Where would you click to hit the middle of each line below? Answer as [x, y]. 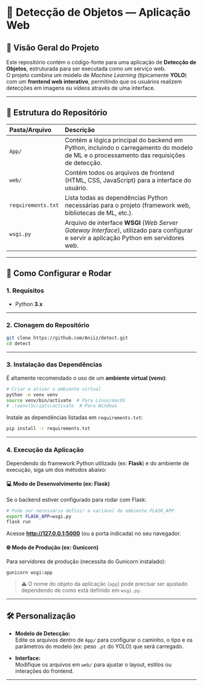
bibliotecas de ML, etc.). [99, 213]
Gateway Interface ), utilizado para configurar [129, 230]
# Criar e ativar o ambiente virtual [54, 389]
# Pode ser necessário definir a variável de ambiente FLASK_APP [90, 511]
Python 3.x [29, 304]
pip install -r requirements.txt [48, 429]
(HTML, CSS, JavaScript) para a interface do [128, 180]
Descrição [80, 130]
